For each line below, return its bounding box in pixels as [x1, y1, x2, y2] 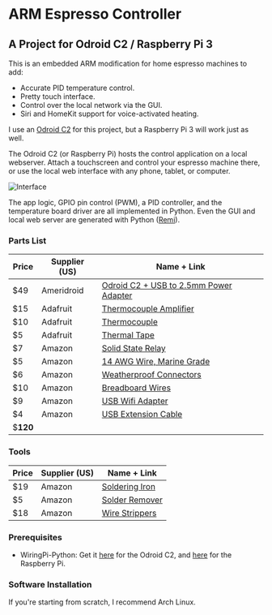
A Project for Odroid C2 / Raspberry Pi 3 [8, 37, 213, 51]
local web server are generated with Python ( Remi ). [8, 215, 181, 224]
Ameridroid [41, 285, 84, 296]
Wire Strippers [101, 507, 157, 518]
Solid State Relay [101, 342, 166, 354]
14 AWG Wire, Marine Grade [101, 356, 210, 368]
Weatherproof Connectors [101, 369, 202, 381]
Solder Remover [101, 494, 164, 505]
